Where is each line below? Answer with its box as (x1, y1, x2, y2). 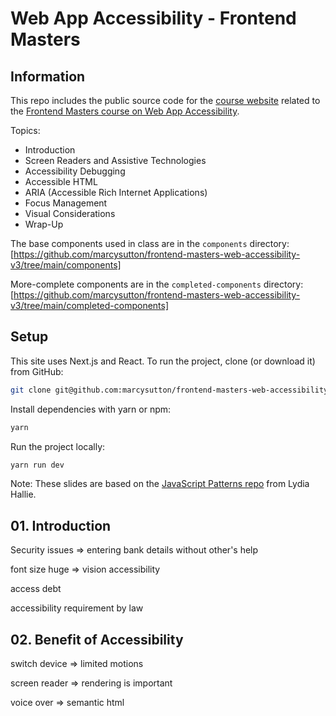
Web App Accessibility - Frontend (10, 7, 297, 30)
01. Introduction (10, 517, 112, 534)
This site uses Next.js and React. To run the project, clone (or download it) (10, 355, 316, 367)
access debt (10, 583, 62, 595)
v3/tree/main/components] (10, 259, 122, 271)
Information (10, 68, 86, 85)
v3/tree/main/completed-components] (10, 300, 170, 311)
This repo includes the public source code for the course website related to (10, 95, 321, 106)
